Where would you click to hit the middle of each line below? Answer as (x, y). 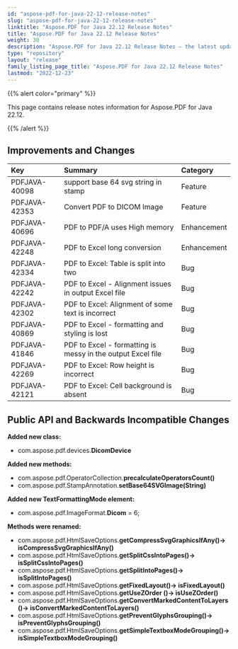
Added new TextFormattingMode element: (71, 499)
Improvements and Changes (71, 150)
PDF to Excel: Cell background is (118, 386)
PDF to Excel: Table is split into (114, 264)
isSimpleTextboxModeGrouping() (68, 638)
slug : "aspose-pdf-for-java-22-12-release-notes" (82, 21)
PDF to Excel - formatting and (113, 325)
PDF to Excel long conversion (112, 248)
